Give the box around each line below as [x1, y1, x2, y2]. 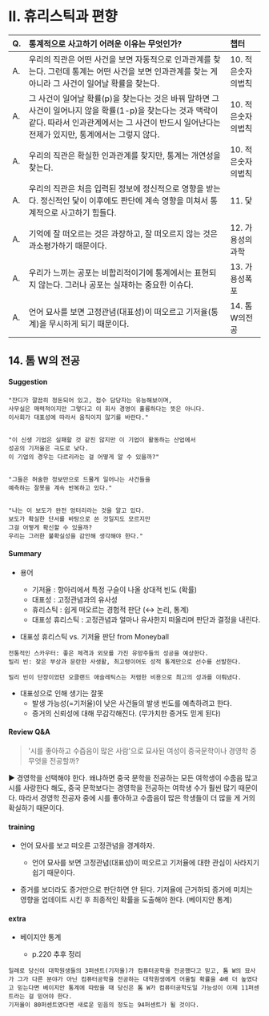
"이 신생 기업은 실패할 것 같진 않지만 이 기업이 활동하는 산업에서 [8, 436, 196, 444]
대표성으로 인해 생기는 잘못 [19, 688, 104, 698]
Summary [8, 549, 42, 558]
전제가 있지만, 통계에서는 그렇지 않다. [28, 129, 160, 140]
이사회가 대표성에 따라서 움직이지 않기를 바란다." [8, 413, 149, 421]
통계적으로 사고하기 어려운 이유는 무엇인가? [28, 38, 183, 49]
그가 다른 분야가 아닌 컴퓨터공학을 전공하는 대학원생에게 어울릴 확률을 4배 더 [17, 975, 238, 984]
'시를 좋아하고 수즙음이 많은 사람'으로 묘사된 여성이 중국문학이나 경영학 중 [27, 746, 257, 756]
